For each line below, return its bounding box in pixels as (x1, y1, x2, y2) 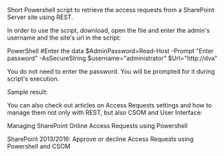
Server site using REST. (7, 13, 73, 21)
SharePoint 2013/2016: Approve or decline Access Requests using (7, 135, 194, 143)
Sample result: (7, 88, 48, 96)
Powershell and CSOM (7, 142, 71, 150)
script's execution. (7, 75, 60, 83)
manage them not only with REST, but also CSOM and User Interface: (7, 109, 203, 116)
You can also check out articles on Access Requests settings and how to (7, 101, 212, 109)
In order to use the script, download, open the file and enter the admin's (7, 27, 210, 34)
